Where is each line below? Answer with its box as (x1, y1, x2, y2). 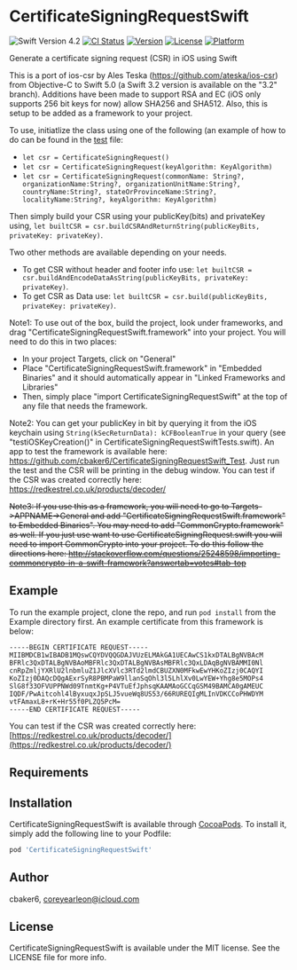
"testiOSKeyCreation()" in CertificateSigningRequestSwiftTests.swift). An (9, 437, 275, 447)
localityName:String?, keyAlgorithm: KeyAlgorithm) (21, 195, 217, 204)
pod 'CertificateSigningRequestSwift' (9, 845, 152, 854)
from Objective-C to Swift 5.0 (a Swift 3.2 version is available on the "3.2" (9, 79, 277, 90)
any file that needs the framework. (21, 400, 148, 411)
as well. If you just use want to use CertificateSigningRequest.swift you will (9, 529, 283, 540)
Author (9, 870, 49, 885)
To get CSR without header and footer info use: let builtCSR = (21, 264, 253, 274)
